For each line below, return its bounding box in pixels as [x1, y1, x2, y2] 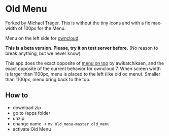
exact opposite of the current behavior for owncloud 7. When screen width [5, 65, 161, 72]
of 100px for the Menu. [18, 25, 66, 31]
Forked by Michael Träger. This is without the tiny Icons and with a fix [5, 20, 151, 26]
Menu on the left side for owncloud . [5, 35, 80, 41]
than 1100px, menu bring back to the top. [5, 76, 91, 82]
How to [5, 91, 28, 99]
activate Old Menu [12, 126, 51, 132]
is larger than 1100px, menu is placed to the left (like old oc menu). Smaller [5, 71, 161, 77]
